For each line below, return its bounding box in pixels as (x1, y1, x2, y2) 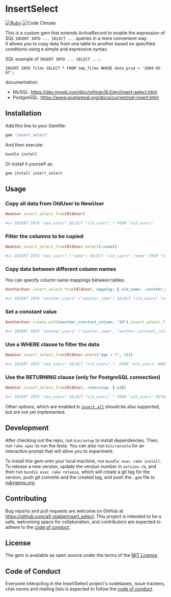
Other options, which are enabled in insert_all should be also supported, (5, 404, 160, 410)
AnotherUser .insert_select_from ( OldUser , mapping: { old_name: (5, 287, 142, 292)
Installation (5, 109, 42, 118)
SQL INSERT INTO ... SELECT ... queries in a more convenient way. (5, 35, 148, 41)
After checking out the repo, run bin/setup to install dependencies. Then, (5, 437, 159, 443)
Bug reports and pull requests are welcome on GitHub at (5, 507, 124, 514)
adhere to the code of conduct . (5, 524, 71, 530)
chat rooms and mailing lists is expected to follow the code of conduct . (5, 586, 154, 592)
